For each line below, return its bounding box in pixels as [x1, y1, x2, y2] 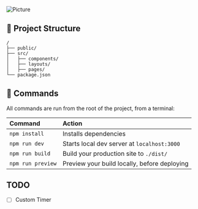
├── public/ [6, 45, 37, 51]
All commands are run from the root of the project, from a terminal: [6, 105, 175, 112]
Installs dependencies [62, 129, 126, 137]
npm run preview [9, 159, 57, 167]
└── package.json [6, 71, 51, 78]
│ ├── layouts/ [6, 61, 51, 67]
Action [62, 119, 83, 128]
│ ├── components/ [6, 56, 59, 62]
